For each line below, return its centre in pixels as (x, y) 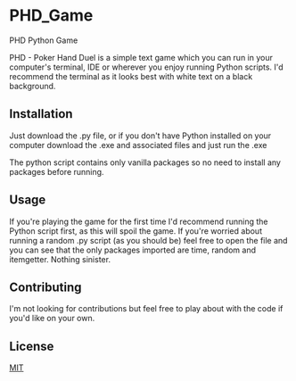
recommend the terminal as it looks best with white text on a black (131, 76)
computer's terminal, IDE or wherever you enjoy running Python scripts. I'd (146, 67)
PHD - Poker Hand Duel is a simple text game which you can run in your (141, 57)
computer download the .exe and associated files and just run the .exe (138, 145)
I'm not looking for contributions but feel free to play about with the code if (146, 309)
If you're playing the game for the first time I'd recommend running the (139, 221)
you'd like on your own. (52, 319)
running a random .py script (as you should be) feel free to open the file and (148, 240)
